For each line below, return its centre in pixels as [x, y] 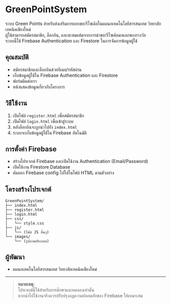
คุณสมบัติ [17, 57]
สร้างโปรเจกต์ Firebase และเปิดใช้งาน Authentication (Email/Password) [80, 161]
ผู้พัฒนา [15, 257]
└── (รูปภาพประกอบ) [32, 241]
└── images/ [18, 237]
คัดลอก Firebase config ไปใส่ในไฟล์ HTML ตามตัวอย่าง [63, 173]
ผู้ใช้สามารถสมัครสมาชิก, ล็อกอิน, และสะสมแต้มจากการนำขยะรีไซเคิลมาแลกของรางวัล [76, 35]
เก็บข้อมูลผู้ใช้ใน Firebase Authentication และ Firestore [65, 75]
